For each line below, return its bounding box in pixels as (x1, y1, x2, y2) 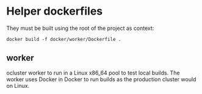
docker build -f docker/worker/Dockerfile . (6, 36, 121, 42)
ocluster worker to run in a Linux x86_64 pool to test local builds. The (6, 69, 180, 76)
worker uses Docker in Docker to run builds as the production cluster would (6, 75, 197, 83)
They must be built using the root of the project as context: (6, 24, 154, 32)
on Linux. (6, 82, 30, 89)
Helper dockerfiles (6, 4, 103, 18)
